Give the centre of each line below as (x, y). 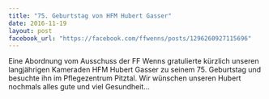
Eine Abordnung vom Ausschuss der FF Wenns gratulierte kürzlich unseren (134, 61)
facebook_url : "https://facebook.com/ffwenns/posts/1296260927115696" (130, 38)
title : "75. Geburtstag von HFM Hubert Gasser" (90, 16)
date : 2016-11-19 (38, 23)
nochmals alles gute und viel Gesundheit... (79, 87)
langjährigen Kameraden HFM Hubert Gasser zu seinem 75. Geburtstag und (135, 70)
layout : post (30, 31)
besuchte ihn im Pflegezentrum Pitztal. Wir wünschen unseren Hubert (125, 78)
